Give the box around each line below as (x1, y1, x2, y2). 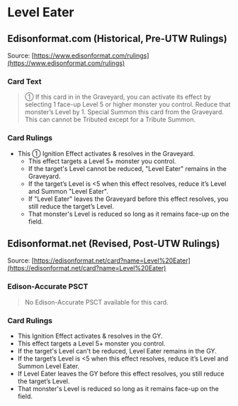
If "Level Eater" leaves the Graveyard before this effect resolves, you (28, 194, 229, 203)
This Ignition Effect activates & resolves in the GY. (17, 331, 163, 340)
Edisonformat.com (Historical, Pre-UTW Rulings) (7, 33, 228, 45)
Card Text (7, 76, 42, 86)
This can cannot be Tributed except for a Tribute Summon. (24, 115, 196, 124)
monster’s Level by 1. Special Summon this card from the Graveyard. (24, 108, 225, 116)
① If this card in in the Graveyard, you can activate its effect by (24, 93, 211, 101)
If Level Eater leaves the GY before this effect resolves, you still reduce (17, 370, 225, 378)
